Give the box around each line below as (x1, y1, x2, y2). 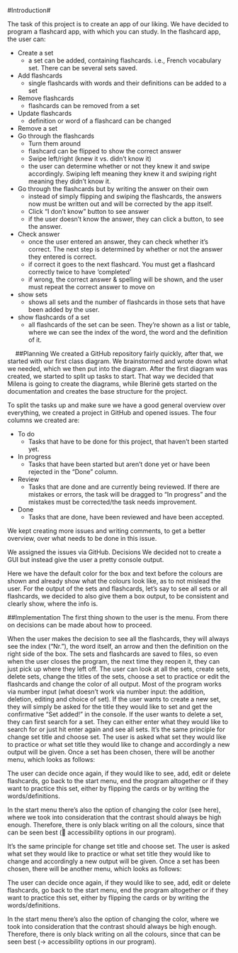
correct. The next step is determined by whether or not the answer (28, 245, 223, 253)
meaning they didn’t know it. (28, 177, 111, 185)
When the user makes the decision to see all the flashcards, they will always (7, 635, 229, 642)
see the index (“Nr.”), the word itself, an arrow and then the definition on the (7, 642, 229, 650)
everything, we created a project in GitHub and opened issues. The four (7, 409, 217, 416)
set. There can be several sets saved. (28, 64, 138, 72)
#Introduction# (7, 6, 51, 14)
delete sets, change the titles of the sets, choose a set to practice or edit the (7, 672, 230, 681)
